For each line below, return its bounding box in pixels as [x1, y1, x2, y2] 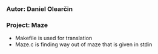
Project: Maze [6, 20, 48, 29]
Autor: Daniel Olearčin [6, 5, 73, 13]
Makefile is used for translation [15, 35, 93, 42]
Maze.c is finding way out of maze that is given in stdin [15, 41, 153, 48]
